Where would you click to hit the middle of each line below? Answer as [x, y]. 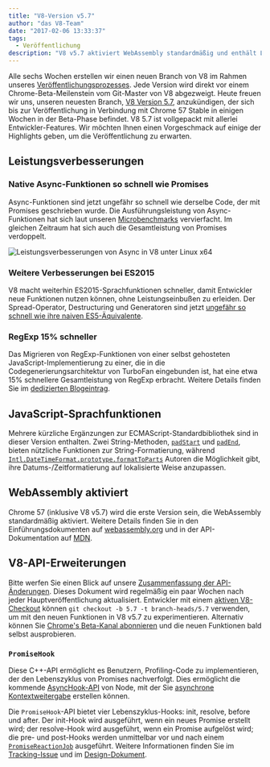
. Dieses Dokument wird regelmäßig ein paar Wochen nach [147, 591]
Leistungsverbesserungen [76, 162]
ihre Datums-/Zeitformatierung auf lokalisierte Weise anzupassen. [117, 467]
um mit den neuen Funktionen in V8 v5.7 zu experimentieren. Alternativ [126, 616]
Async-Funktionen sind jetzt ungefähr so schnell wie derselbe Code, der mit [134, 201]
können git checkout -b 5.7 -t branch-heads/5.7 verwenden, [146, 608]
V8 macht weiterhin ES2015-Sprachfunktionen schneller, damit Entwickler [131, 290]
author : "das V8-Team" [46, 23]
